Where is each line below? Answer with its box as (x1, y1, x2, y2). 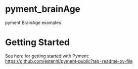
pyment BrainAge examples (5, 20, 61, 25)
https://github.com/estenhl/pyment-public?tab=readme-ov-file (5, 58, 133, 64)
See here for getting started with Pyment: (5, 53, 90, 59)
